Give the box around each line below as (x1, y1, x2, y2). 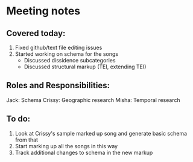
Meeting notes (6, 4, 80, 18)
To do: (6, 114, 31, 124)
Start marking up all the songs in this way (14, 142, 118, 149)
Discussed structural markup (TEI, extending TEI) (24, 63, 147, 70)
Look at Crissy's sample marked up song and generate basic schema (14, 130, 188, 137)
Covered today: (6, 28, 66, 38)
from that (14, 136, 38, 143)
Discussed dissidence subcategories (24, 57, 116, 64)
